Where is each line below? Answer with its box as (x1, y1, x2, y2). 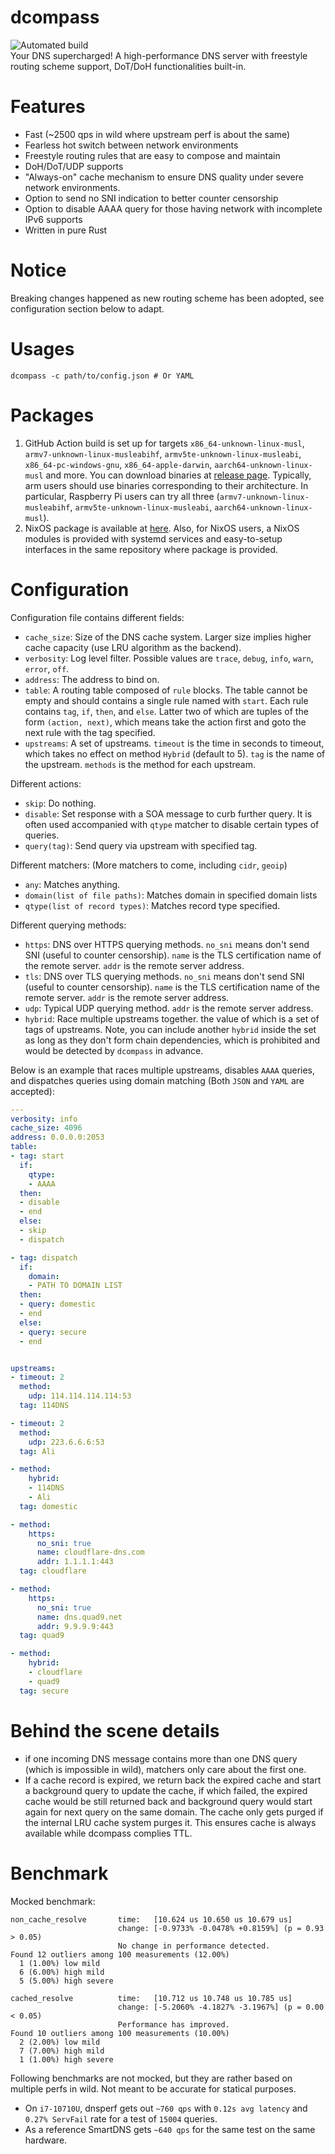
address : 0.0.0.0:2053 (10, 1132, 105, 1143)
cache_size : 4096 (10, 1123, 83, 1133)
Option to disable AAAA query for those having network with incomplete (24, 202, 323, 215)
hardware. (24, 2134, 68, 2146)
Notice (10, 259, 67, 282)
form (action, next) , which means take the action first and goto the (24, 716, 307, 728)
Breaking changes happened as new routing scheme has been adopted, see (10, 292, 325, 304)
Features (10, 96, 86, 118)
